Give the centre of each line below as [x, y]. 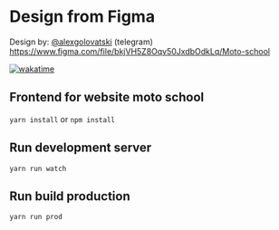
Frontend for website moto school [107, 97]
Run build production [70, 196]
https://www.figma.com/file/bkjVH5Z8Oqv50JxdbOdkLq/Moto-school [139, 51]
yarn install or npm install [63, 119]
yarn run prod [36, 217]
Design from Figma [82, 17]
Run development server [81, 148]
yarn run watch [38, 168]
